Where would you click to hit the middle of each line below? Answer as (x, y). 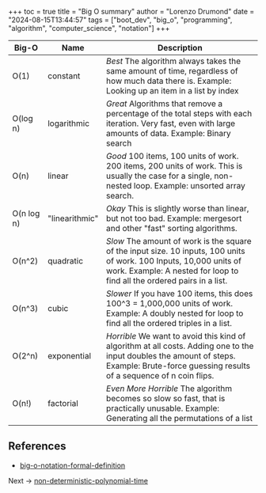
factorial (63, 403)
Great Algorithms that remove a (164, 104)
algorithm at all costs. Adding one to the (180, 346)
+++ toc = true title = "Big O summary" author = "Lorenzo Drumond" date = (131, 11)
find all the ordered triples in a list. (169, 323)
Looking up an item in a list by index (172, 91)
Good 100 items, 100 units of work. (172, 156)
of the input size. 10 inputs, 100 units (175, 251)
